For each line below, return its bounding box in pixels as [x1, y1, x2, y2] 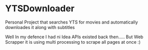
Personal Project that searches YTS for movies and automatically [5, 19, 138, 25]
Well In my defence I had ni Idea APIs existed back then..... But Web [5, 34, 144, 40]
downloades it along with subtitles [5, 24, 75, 30]
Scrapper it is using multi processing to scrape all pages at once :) [5, 39, 141, 45]
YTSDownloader [5, 3, 74, 14]
